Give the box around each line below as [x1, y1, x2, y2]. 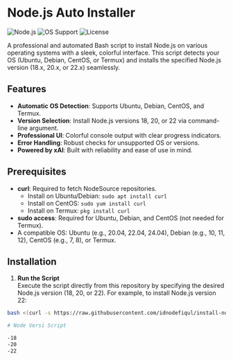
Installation [7, 255, 57, 267]
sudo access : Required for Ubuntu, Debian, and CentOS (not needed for [17, 213, 224, 222]
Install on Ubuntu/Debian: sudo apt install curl [27, 192, 168, 200]
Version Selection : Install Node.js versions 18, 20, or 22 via [17, 116, 187, 125]
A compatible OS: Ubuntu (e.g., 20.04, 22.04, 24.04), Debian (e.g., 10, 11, [17, 228, 225, 237]
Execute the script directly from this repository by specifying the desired [17, 282, 225, 290]
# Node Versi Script [7, 322, 67, 330]
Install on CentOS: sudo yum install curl [27, 199, 147, 207]
